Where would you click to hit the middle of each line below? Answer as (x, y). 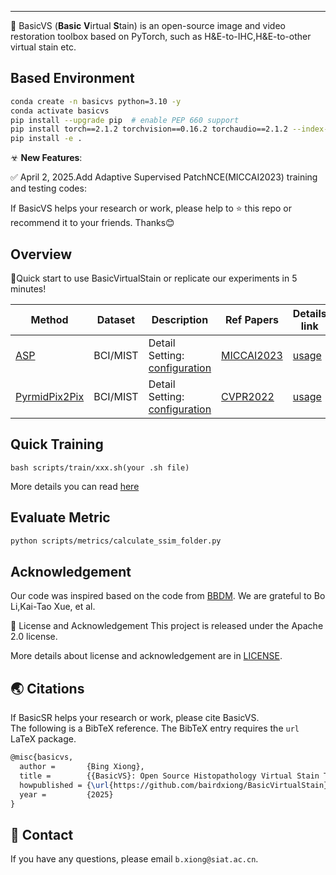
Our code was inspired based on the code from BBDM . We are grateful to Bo (168, 596)
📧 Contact (42, 834)
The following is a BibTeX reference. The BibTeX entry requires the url (155, 728)
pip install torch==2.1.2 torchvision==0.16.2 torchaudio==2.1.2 (149, 129)
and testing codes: (48, 188)
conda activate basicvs (60, 111)
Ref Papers (251, 319)
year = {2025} (66, 794)
